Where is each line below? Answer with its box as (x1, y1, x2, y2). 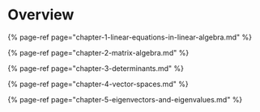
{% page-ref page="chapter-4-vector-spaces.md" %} (7, 79, 189, 89)
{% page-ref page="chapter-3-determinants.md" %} (7, 63, 184, 73)
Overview (7, 6, 75, 24)
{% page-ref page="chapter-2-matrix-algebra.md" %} (7, 48, 190, 57)
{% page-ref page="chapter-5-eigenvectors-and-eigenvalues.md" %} (7, 94, 243, 104)
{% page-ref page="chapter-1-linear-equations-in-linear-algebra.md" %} (7, 32, 253, 42)
